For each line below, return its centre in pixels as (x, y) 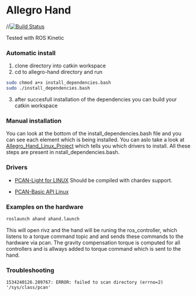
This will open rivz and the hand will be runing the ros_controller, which (92, 230)
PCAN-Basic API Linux (42, 192)
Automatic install (31, 53)
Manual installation (34, 121)
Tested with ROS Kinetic (35, 38)
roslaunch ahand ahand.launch (43, 219)
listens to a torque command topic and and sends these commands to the (95, 236)
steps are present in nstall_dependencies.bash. (63, 152)
